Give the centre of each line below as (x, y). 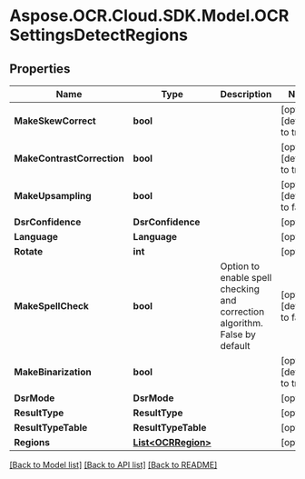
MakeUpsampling (53, 196)
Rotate (29, 251)
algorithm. (241, 323)
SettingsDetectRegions (99, 35)
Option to (240, 266)
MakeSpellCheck (51, 306)
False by (238, 334)
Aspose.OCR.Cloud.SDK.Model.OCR (149, 16)
